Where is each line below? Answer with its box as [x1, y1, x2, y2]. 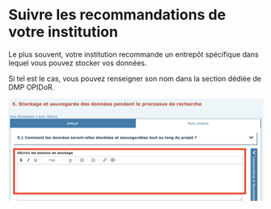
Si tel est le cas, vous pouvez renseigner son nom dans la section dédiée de [8, 73, 261, 83]
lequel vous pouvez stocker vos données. [8, 58, 147, 68]
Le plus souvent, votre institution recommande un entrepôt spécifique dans [8, 49, 259, 59]
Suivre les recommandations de [8, 6, 227, 24]
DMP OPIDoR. [8, 82, 55, 92]
